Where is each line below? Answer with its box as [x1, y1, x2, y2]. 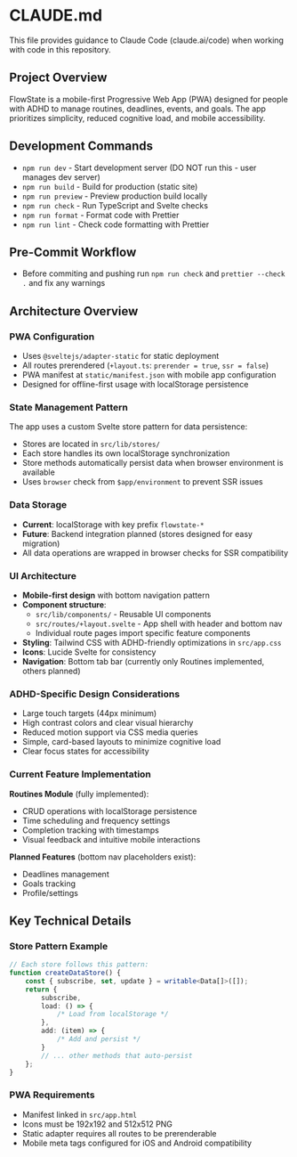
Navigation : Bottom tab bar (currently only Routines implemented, [21, 656, 265, 666]
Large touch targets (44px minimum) [21, 708, 157, 719]
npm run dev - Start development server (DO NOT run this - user [21, 162, 257, 173]
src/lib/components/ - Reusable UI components [35, 608, 212, 619]
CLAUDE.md [9, 5, 103, 26]
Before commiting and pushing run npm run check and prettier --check [21, 268, 285, 279]
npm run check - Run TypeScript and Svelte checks [21, 200, 209, 210]
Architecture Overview [9, 304, 139, 319]
